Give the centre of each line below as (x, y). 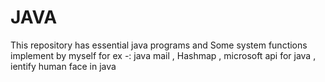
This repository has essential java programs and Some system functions (159, 45)
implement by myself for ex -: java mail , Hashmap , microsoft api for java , (163, 55)
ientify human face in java (63, 66)
